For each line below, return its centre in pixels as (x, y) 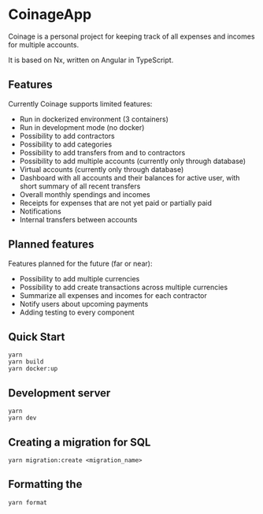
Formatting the (45, 484)
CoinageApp (50, 15)
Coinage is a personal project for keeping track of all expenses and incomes (131, 36)
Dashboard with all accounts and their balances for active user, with (130, 177)
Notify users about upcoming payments (84, 304)
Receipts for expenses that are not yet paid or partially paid (116, 203)
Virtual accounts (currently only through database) (102, 169)
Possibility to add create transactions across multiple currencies (124, 287)
